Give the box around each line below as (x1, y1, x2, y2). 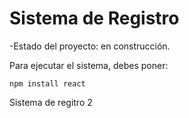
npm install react (9, 78, 86, 89)
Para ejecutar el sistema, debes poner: (9, 59, 169, 71)
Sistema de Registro (9, 7, 180, 30)
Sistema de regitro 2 (9, 96, 93, 108)
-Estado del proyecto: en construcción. (9, 40, 171, 52)
